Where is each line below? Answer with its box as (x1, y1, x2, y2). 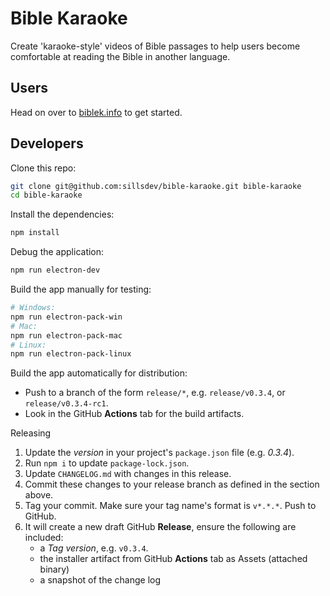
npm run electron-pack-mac (10, 330, 123, 341)
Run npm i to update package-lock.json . (24, 457, 190, 469)
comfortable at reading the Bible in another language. (10, 50, 231, 62)
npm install (10, 228, 60, 238)
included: (24, 532, 64, 544)
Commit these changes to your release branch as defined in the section (24, 478, 320, 491)
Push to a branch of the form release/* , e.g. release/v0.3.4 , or (24, 387, 286, 399)
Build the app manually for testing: (10, 283, 152, 296)
